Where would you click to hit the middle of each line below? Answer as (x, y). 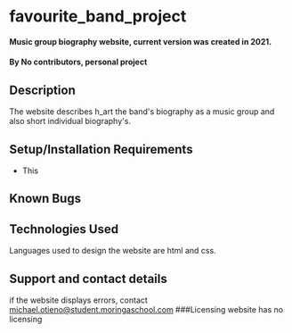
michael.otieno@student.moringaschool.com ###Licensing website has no (146, 310)
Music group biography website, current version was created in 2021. (141, 41)
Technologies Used (64, 229)
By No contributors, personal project (78, 62)
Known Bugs (45, 199)
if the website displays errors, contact (79, 300)
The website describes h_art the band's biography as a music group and (142, 112)
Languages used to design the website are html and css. (113, 251)
